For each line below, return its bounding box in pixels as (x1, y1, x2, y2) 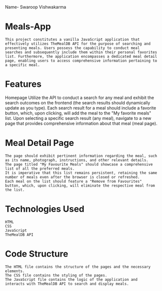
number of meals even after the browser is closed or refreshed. (5, 175, 140, 179)
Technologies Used (5, 204, 85, 214)
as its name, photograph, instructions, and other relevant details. (5, 158, 149, 162)
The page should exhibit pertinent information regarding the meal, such (5, 153, 158, 158)
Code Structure (5, 248, 68, 259)
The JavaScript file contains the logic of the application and (5, 277, 138, 282)
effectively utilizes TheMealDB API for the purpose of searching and (5, 41, 151, 46)
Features (5, 79, 42, 90)
